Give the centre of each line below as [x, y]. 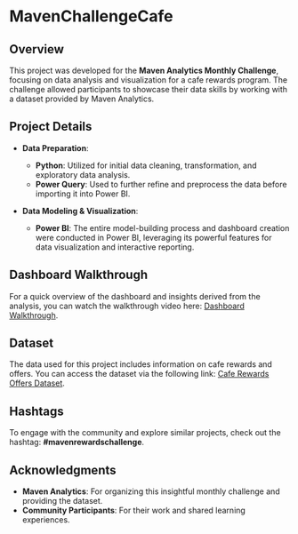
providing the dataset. [62, 501]
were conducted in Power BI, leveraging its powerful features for [154, 237]
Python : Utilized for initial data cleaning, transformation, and [146, 165]
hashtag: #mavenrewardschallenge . [77, 442]
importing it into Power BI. [83, 194]
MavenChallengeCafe [91, 16]
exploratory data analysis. [83, 174]
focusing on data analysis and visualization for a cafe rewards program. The [148, 80]
